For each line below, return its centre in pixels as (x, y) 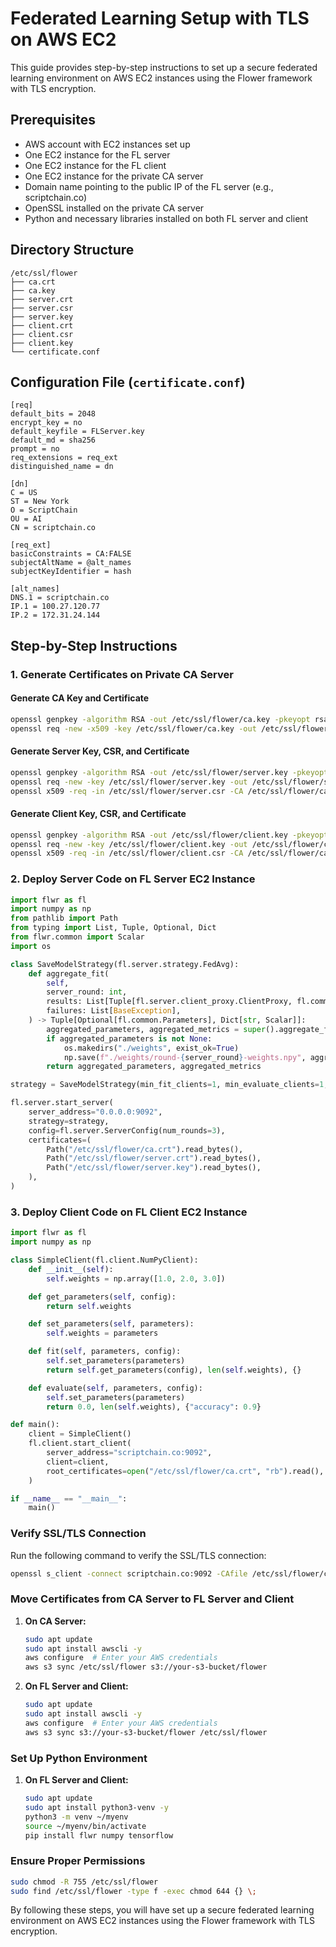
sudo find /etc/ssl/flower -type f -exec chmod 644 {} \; (133, 1891)
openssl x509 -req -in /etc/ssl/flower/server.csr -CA (127, 791)
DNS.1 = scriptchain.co (60, 598)
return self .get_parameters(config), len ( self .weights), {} (174, 1370)
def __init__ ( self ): (71, 1269)
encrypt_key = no (46, 423)
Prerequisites (53, 120)
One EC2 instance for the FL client (95, 165)
